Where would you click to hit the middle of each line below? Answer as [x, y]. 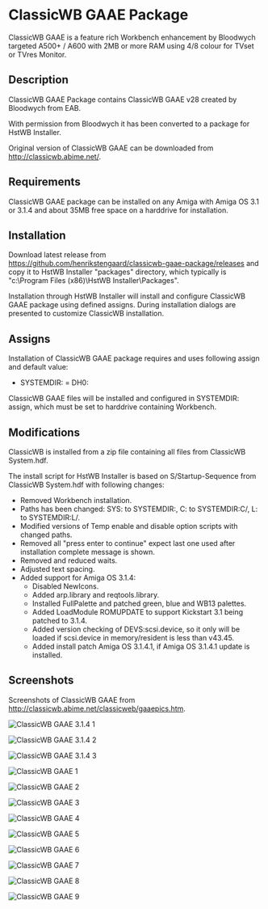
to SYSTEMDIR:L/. [50, 518]
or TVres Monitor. [38, 54]
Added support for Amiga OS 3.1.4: [78, 577]
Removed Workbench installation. [76, 500]
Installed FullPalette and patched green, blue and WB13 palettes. [139, 603]
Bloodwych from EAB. [45, 108]
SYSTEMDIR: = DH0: [54, 383]
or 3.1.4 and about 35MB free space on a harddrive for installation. [118, 210]
